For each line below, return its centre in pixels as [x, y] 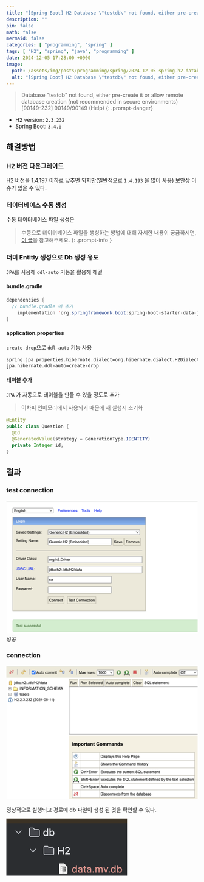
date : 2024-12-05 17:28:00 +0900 [49, 58]
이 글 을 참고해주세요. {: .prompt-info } [66, 240]
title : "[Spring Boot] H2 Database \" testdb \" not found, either [90, 13]
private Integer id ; [38, 446]
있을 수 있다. [32, 188]
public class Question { [38, 426]
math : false [21, 32]
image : [15, 64]
